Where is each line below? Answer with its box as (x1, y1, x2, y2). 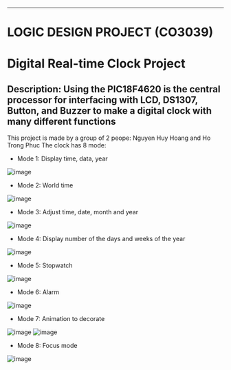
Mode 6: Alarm (16, 288, 60, 296)
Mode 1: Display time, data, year (16, 154, 108, 163)
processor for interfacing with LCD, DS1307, (7, 94, 198, 105)
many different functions (7, 115, 116, 127)
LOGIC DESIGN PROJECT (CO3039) (7, 25, 214, 40)
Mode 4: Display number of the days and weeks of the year (16, 235, 186, 243)
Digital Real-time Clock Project (7, 56, 186, 72)
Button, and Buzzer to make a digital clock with (7, 105, 212, 116)
